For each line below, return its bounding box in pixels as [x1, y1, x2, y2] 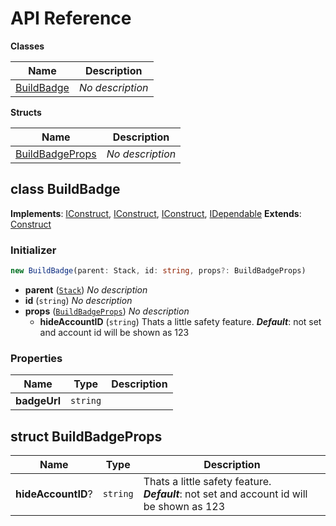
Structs [10, 106, 42, 118]
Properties [10, 351, 63, 365]
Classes [10, 40, 45, 52]
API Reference [10, 7, 132, 30]
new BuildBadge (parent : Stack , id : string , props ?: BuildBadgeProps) [10, 266, 307, 276]
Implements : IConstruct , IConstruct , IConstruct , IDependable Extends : [10, 207, 302, 219]
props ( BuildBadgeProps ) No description [24, 305, 190, 317]
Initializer [10, 243, 57, 257]
